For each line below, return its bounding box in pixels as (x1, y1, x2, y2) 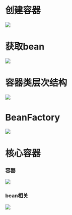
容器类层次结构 (5, 77, 67, 89)
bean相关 (5, 192, 29, 199)
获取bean (5, 41, 45, 52)
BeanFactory (5, 112, 60, 123)
